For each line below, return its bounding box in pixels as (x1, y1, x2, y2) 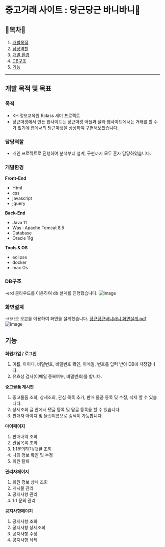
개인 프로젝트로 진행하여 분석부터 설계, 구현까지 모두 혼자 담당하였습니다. (12, 150, 151, 156)
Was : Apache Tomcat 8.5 (12, 225, 65, 231)
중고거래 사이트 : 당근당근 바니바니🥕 (5, 4, 141, 16)
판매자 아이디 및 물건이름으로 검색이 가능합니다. (12, 412, 103, 418)
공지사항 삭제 (12, 537, 38, 543)
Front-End (5, 175, 27, 181)
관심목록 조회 (12, 439, 38, 445)
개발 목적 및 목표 (5, 85, 52, 93)
